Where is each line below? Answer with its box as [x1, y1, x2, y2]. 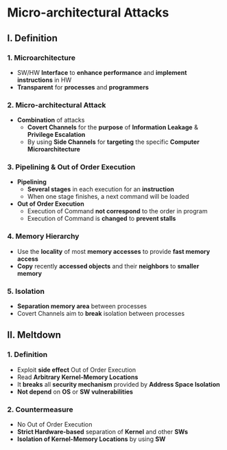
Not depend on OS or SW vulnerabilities [16, 387, 134, 396]
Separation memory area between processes [16, 302, 147, 310]
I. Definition [7, 32, 58, 44]
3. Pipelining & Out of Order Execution [7, 162, 136, 172]
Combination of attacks [16, 116, 85, 125]
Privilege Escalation [27, 131, 86, 139]
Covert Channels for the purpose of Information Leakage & [27, 123, 199, 131]
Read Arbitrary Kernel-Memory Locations [16, 373, 139, 381]
